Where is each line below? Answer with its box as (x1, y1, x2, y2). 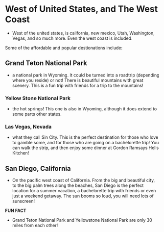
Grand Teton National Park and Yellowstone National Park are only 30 (12, 217, 153, 223)
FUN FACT (5, 207, 26, 214)
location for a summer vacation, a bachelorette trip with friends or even (12, 188, 156, 194)
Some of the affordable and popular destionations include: (5, 45, 123, 51)
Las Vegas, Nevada (5, 123, 52, 130)
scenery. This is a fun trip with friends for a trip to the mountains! (12, 82, 143, 88)
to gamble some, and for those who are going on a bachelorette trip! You (12, 140, 159, 146)
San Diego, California (5, 164, 71, 173)
